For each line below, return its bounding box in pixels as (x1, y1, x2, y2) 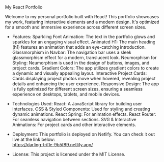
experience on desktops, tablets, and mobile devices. (12, 91, 121, 97)
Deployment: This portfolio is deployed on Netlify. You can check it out (12, 131, 155, 137)
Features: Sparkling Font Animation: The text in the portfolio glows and (12, 34, 155, 39)
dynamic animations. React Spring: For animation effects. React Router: (12, 111, 157, 117)
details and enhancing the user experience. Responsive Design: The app (12, 81, 159, 87)
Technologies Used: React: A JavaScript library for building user (12, 101, 142, 106)
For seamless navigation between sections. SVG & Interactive (12, 117, 137, 122)
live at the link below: (12, 136, 55, 142)
